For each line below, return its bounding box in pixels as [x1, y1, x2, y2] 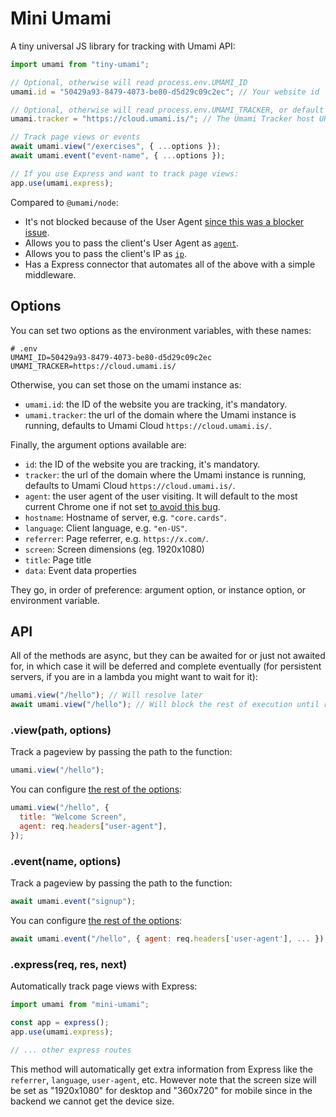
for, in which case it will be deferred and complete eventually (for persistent [10, 660, 322, 672]
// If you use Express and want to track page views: [10, 168, 240, 179]
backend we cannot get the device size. [10, 1095, 175, 1107]
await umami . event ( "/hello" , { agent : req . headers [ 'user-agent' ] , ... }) [10, 933, 325, 944]
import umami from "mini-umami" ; [10, 1000, 150, 1010]
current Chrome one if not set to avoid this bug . [24, 500, 221, 512]
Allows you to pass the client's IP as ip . [24, 247, 187, 259]
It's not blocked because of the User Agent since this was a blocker [24, 215, 305, 227]
